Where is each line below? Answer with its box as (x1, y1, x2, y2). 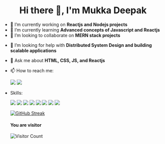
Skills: (10, 90, 23, 96)
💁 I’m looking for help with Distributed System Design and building (10, 42, 152, 48)
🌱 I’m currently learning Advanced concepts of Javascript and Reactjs (10, 26, 160, 33)
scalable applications (10, 47, 57, 53)
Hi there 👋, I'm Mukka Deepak (19, 5, 147, 16)
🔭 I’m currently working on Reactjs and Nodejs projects (10, 21, 128, 27)
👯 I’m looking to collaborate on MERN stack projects (10, 32, 121, 38)
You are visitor (10, 122, 42, 128)
